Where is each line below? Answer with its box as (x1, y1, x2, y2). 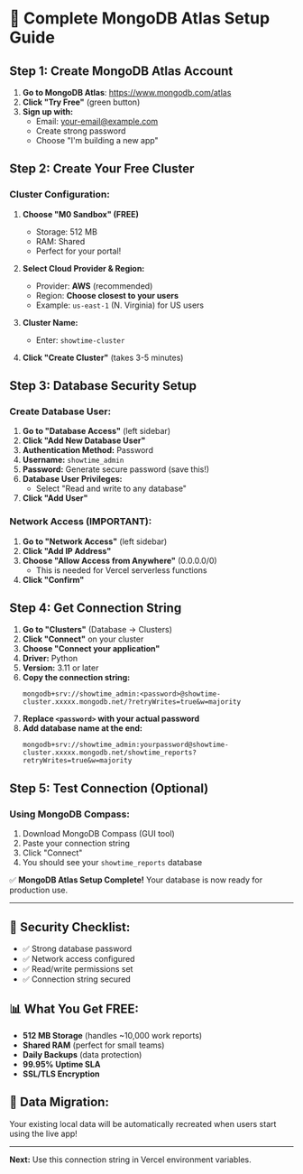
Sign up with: (22, 106, 74, 116)
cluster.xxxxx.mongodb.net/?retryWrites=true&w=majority (22, 698, 242, 707)
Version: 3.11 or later (22, 662, 99, 673)
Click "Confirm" (22, 574, 85, 585)
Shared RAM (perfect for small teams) (22, 1040, 165, 1050)
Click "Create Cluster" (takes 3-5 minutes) (22, 352, 184, 363)
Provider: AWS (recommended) (35, 280, 153, 291)
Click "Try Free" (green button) (22, 97, 141, 107)
